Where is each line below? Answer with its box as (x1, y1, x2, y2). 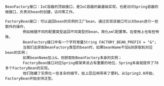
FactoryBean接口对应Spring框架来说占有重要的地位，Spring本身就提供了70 (23, 61, 159, 65)
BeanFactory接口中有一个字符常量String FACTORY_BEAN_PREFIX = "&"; (23, 40, 157, 45)
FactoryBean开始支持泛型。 (5, 76, 55, 81)
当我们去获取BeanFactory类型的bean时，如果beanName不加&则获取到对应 (23, 45, 153, 50)
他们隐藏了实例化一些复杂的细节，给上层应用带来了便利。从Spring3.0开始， (23, 71, 157, 76)
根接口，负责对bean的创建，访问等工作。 (5, 10, 76, 15)
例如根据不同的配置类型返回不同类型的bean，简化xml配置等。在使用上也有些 (23, 29, 156, 35)
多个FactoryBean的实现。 (5, 66, 52, 71)
